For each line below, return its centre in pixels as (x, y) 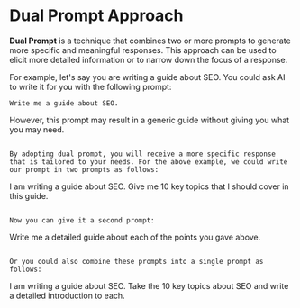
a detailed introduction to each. (67, 295)
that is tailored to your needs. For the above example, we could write (149, 162)
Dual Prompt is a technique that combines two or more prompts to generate (150, 41)
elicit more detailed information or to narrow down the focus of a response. (149, 59)
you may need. (37, 129)
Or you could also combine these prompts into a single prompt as (136, 261)
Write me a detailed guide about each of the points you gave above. (135, 237)
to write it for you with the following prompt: (91, 86)
